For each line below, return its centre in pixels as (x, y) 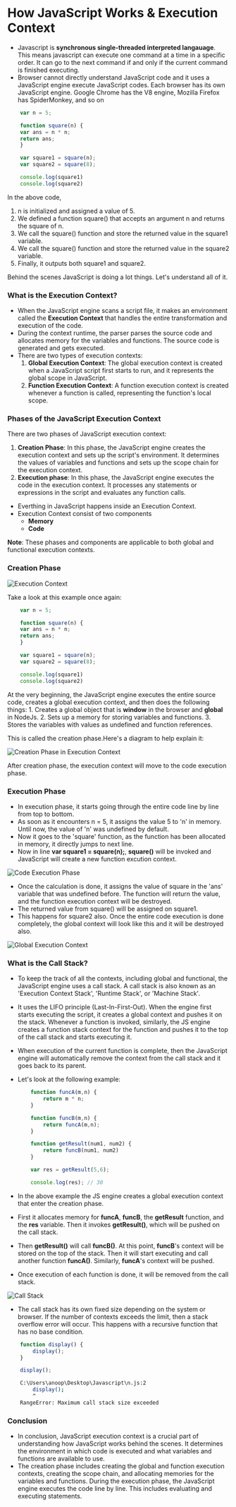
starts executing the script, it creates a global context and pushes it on (120, 1015)
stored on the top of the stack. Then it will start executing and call (113, 1253)
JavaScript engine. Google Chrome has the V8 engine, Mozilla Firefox (118, 92)
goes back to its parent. (52, 1066)
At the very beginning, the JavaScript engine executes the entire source (112, 694)
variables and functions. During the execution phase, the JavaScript (116, 1481)
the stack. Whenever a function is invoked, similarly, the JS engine (114, 1022)
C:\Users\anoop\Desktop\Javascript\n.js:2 (83, 1383)
